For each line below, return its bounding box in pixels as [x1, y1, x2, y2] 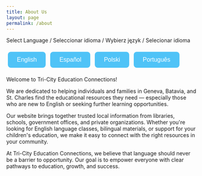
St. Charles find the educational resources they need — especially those [6, 94, 186, 101]
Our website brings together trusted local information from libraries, [6, 112, 175, 120]
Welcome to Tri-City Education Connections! [6, 76, 118, 83]
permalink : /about [6, 20, 53, 26]
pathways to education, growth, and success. [6, 163, 120, 170]
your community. [6, 138, 48, 146]
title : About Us [6, 8, 47, 15]
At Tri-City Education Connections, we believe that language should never [6, 150, 191, 157]
